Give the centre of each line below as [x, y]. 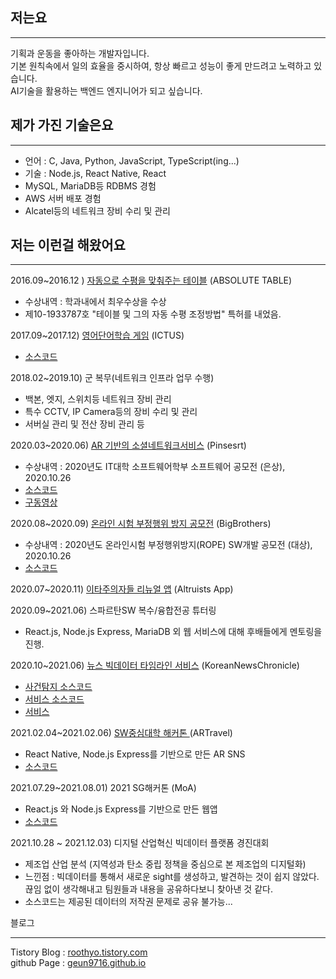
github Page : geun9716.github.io [78, 963]
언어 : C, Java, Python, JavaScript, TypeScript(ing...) [132, 160]
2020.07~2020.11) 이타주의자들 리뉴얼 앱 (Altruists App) [122, 589]
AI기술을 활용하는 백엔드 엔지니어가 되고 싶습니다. [106, 90]
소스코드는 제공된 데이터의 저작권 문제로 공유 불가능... [128, 902]
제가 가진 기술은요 [62, 125]
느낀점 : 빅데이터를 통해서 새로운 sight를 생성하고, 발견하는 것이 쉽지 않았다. [172, 877]
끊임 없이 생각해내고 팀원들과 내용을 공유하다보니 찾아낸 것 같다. [148, 889]
